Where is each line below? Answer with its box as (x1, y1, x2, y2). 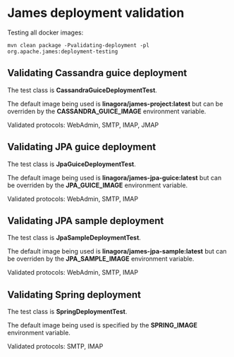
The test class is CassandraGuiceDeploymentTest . (7, 86, 157, 94)
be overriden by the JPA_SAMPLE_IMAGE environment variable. (7, 255, 195, 263)
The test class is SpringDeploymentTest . (7, 308, 128, 316)
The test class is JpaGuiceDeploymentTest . (7, 160, 136, 168)
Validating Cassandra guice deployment (7, 67, 187, 79)
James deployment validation (7, 5, 185, 21)
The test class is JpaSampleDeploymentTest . (7, 234, 141, 242)
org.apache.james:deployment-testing (7, 48, 118, 55)
